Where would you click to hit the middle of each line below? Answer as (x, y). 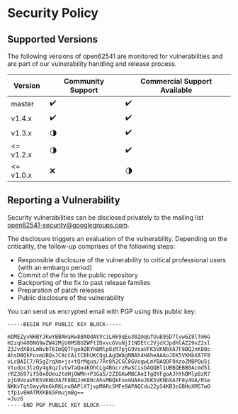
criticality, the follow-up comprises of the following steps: (91, 246)
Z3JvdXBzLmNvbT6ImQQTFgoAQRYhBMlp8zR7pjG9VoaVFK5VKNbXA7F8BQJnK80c (109, 349)
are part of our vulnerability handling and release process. (92, 64)
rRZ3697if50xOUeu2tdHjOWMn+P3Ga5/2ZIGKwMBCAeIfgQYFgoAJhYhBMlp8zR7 (109, 374)
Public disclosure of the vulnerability (71, 297)
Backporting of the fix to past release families (84, 282)
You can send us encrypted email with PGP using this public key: (102, 311)
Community (84, 81)
